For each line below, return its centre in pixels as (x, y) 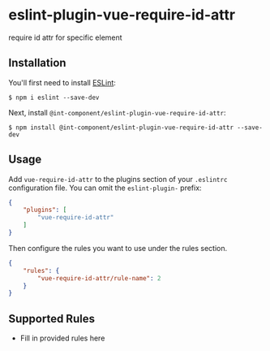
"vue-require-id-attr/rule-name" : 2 (99, 278)
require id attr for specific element (66, 37)
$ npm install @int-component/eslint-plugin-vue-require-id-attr (121, 128)
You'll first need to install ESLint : (62, 82)
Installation (37, 63)
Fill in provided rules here (62, 338)
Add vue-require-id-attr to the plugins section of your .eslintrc (118, 179)
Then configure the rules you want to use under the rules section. (118, 248)
